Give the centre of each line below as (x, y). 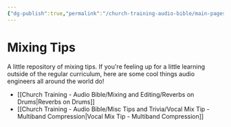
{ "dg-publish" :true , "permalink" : (55, 13)
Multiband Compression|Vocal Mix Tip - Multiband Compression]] (110, 116)
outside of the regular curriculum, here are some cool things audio (101, 73)
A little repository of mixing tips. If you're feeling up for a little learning (106, 67)
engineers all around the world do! (56, 81)
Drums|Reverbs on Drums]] (56, 102)
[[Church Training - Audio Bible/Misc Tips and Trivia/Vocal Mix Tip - (113, 109)
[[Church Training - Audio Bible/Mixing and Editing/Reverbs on (106, 94)
